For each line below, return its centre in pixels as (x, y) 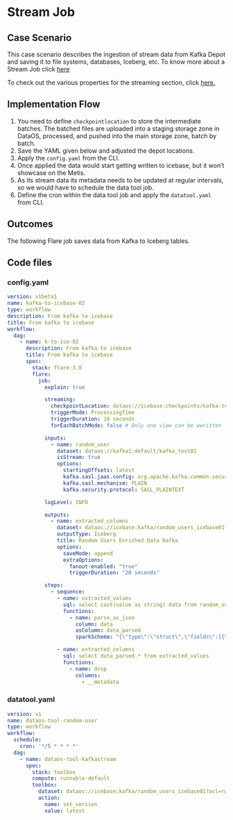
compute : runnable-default (71, 778)
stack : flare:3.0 (57, 368)
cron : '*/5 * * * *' (49, 746)
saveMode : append (88, 553)
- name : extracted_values (94, 599)
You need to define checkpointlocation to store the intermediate (109, 121)
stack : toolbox (54, 772)
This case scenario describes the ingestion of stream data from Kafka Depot (116, 54)
